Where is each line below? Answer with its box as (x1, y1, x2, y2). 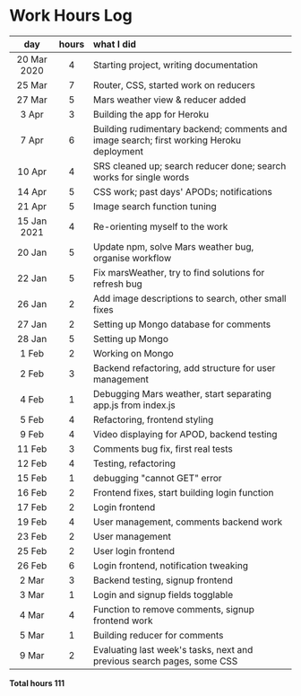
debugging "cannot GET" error (92, 471, 222, 484)
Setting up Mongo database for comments (92, 318, 271, 330)
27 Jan (16, 318, 47, 330)
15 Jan (16, 215, 47, 227)
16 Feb (16, 486, 47, 498)
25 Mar (16, 78, 47, 91)
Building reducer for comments (92, 629, 224, 641)
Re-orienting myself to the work (92, 220, 228, 233)
